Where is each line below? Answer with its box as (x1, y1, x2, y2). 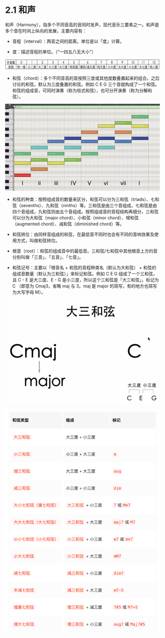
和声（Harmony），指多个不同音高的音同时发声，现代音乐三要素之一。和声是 (5, 22, 160, 28)
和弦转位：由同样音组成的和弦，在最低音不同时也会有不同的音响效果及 (12, 232, 155, 238)
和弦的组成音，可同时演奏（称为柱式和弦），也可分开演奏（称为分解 (12, 88, 148, 93)
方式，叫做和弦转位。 (16, 238, 60, 243)
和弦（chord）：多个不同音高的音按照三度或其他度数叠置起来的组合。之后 (12, 75, 160, 81)
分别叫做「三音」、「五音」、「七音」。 (12, 254, 83, 260)
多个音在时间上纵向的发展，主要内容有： (5, 28, 87, 33)
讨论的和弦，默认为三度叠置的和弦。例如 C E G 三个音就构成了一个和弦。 (12, 82, 160, 88)
